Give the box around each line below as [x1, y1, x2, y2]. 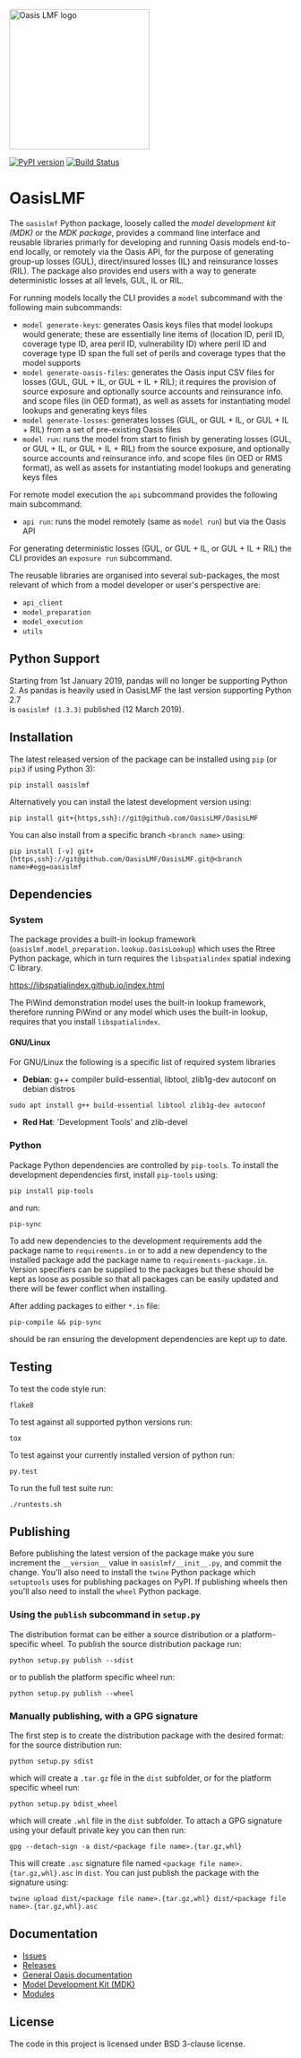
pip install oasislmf [9, 780, 90, 789]
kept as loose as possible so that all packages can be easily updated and [9, 1273, 279, 1284]
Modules [21, 1988, 56, 1999]
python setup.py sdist [9, 1757, 94, 1766]
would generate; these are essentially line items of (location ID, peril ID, [21, 328, 285, 339]
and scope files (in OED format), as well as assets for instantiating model [21, 395, 291, 406]
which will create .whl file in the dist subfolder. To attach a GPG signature [9, 1815, 282, 1826]
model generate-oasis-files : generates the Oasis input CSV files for [21, 367, 275, 378]
